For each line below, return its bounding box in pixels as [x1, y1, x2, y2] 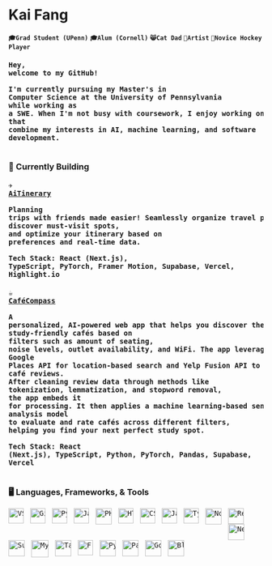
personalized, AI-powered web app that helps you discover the [8, 320, 265, 330]
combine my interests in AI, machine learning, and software [8, 125, 257, 134]
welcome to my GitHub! [8, 68, 99, 78]
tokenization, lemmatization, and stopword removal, [8, 385, 223, 394]
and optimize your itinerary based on [8, 229, 163, 239]
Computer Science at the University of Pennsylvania [8, 92, 223, 102]
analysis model [8, 409, 69, 419]
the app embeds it [8, 393, 82, 402]
